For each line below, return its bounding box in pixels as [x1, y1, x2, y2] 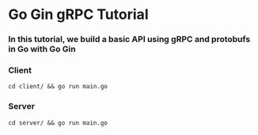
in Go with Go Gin [8, 43, 77, 54]
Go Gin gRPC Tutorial [8, 6, 149, 24]
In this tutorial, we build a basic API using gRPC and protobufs [8, 34, 251, 45]
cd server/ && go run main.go [8, 118, 108, 127]
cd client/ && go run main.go [8, 83, 108, 91]
